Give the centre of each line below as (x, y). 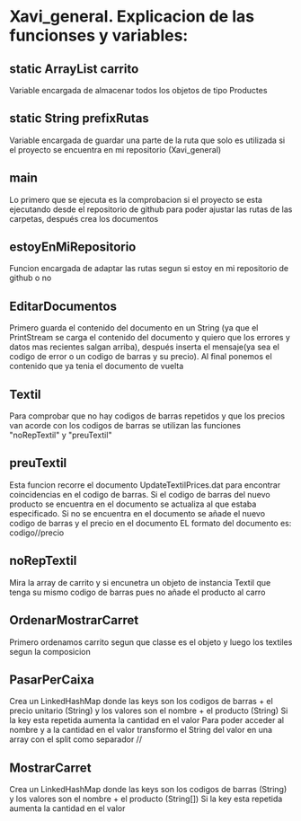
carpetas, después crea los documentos (84, 218)
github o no (31, 278)
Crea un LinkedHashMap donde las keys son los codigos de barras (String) (148, 790)
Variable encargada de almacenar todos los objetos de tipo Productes (138, 90)
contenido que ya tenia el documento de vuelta (97, 366)
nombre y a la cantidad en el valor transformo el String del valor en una (141, 730)
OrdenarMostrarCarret (74, 620)
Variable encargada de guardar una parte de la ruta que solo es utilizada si (147, 140)
